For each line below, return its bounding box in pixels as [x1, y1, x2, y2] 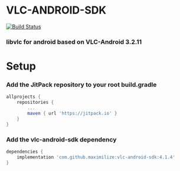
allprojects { [6, 94, 41, 100]
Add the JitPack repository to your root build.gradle [6, 80, 157, 88]
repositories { [17, 100, 54, 106]
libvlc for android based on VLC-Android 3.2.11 [6, 38, 142, 46]
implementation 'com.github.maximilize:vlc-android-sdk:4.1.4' [17, 154, 176, 160]
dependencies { [6, 149, 44, 154]
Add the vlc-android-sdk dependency [6, 135, 117, 143]
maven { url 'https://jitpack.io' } [27, 110, 117, 116]
